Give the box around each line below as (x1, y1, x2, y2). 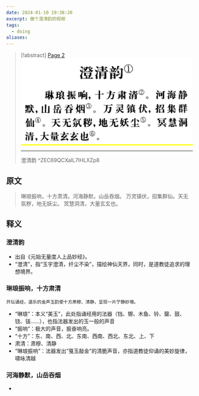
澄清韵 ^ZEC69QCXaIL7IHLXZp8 (20, 157, 99, 164)
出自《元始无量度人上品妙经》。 (14, 253, 91, 260)
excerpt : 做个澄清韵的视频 (6, 15, 66, 22)
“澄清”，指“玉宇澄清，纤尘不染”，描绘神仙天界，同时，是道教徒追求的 (14, 260, 185, 267)
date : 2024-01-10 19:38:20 (6, 9, 73, 15)
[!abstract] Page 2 (20, 52, 65, 59)
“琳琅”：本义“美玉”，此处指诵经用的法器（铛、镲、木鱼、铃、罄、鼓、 (14, 311, 185, 318)
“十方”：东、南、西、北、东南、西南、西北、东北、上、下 (14, 332, 155, 340)
